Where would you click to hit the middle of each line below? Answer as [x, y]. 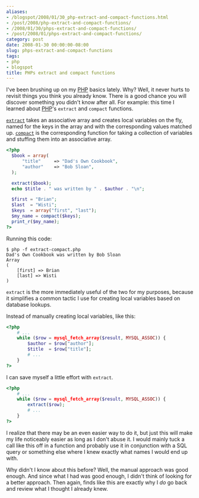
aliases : [17, 12]
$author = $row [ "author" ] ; [61, 344]
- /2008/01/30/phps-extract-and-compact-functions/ [71, 28]
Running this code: [29, 239]
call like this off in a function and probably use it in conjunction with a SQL [97, 446]
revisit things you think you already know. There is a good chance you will [97, 96]
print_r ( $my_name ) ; [36, 221]
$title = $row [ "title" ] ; [60, 349]
